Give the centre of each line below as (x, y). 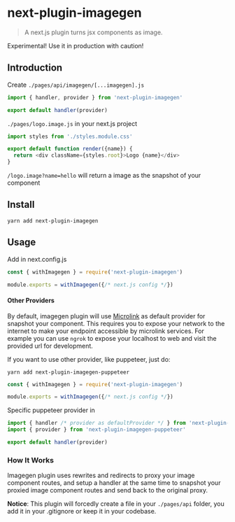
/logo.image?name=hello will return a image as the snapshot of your (104, 175)
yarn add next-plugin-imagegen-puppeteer (69, 372)
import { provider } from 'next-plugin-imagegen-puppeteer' (97, 430)
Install (21, 205)
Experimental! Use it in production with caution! (76, 45)
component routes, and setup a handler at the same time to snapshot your (114, 483)
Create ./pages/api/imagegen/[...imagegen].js (76, 85)
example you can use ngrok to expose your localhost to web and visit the (112, 338)
